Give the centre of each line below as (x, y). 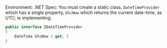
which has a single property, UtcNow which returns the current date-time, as (84, 12)
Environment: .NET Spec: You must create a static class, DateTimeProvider (82, 7)
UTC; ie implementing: (29, 18)
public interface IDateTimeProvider (44, 27)
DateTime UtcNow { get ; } (42, 36)
